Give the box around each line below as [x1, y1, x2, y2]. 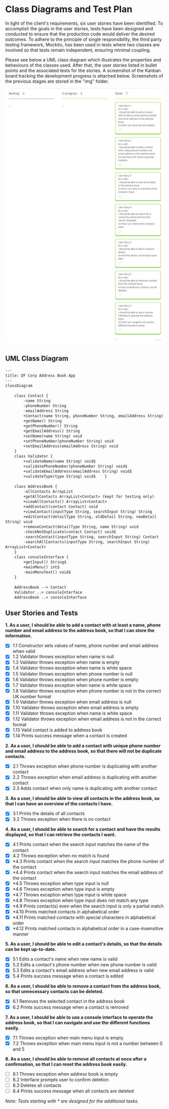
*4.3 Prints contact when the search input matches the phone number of [12, 858, 164, 864]
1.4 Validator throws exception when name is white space [12, 665, 132, 671]
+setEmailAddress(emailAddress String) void [23, 444, 119, 449]
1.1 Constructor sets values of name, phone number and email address [12, 643, 159, 649]
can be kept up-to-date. [5, 946, 57, 952]
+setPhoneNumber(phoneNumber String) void [23, 439, 114, 444]
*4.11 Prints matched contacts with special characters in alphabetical [12, 914, 156, 920]
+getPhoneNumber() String [23, 423, 78, 429]
